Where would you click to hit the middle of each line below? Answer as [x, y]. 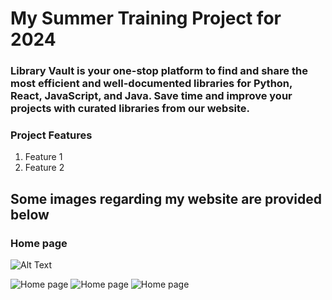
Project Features [51, 135]
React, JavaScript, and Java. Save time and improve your [151, 96]
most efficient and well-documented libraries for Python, [151, 84]
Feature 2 [44, 168]
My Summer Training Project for [146, 18]
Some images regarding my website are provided [166, 198]
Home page [39, 243]
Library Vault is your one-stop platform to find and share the [159, 71]
